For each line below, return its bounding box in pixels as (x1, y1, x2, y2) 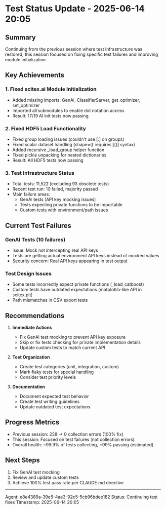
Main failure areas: (12, 191, 50, 197)
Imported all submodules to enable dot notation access (12, 107, 124, 114)
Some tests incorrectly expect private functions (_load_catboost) (12, 281, 144, 287)
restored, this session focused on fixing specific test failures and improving (5, 51, 158, 57)
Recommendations (5, 312, 65, 320)
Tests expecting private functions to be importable (19, 202, 123, 208)
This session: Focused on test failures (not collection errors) (12, 436, 135, 442)
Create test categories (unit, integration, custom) (19, 364, 120, 370)
